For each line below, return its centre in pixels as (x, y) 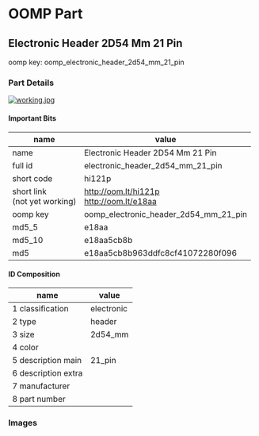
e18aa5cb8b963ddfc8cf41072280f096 (161, 253)
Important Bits (32, 118)
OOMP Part (46, 14)
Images (23, 422)
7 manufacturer (41, 386)
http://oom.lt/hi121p (122, 191)
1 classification (40, 308)
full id (23, 165)
